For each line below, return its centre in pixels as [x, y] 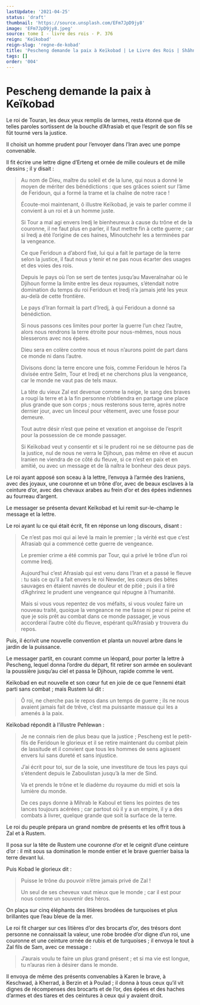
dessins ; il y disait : [30, 169]
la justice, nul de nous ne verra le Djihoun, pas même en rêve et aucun [107, 453]
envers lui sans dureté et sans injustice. [69, 756]
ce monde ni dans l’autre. [52, 356]
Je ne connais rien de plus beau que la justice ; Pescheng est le [99, 737]
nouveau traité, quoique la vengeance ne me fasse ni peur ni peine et [106, 610]
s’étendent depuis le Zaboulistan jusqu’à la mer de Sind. [89, 774]
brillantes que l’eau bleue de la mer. [50, 917]
